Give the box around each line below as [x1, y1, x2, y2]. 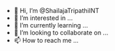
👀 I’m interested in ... [13, 14, 73, 22]
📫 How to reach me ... [13, 37, 79, 44]
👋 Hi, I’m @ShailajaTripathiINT [13, 7, 100, 14]
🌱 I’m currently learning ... [13, 21, 89, 29]
